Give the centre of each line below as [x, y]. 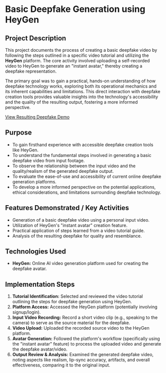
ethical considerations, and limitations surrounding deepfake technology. [87, 192]
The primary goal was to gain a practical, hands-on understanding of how [81, 81]
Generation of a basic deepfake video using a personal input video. [81, 220]
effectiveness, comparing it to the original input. [61, 365]
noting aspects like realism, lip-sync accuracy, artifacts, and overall [81, 360]
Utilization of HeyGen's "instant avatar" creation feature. [70, 225]
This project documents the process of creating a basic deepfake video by [81, 50]
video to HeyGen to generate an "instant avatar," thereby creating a [74, 66]
